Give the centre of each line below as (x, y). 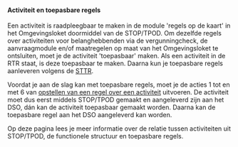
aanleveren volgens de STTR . (51, 71)
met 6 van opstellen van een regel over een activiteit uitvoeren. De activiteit (118, 92)
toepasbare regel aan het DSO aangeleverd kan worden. (90, 115)
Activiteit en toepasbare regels (54, 10)
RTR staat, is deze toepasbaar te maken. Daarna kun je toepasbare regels (115, 63)
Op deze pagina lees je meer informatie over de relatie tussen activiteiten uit (119, 129)
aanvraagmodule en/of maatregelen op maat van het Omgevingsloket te (113, 48)
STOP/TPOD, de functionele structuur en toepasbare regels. (95, 136)
